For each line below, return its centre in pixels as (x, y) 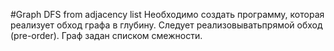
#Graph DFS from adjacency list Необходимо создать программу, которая (167, 14)
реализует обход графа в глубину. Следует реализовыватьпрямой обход (166, 25)
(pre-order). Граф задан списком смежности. (106, 35)
